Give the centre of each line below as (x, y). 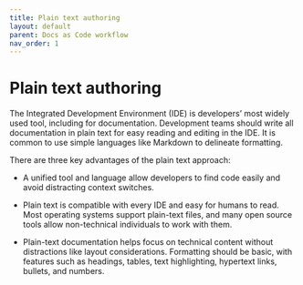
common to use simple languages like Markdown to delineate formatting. (146, 143)
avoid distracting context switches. (89, 188)
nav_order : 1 (34, 43)
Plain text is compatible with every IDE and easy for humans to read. (151, 205)
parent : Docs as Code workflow (69, 35)
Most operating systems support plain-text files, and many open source (157, 215)
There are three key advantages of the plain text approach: (120, 160)
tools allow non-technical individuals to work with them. (127, 225)
